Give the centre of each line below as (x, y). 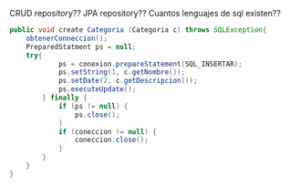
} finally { (65, 98)
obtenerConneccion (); (67, 38)
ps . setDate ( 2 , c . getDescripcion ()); (128, 81)
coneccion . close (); (111, 140)
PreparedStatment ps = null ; (81, 47)
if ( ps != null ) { (93, 106)
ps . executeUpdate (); (97, 89)
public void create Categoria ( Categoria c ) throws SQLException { (138, 30)
